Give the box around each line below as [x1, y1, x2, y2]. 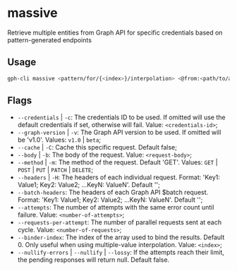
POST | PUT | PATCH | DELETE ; [17, 166, 94, 174]
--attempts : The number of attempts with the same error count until [17, 203, 214, 212]
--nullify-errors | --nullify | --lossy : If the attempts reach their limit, [17, 248, 224, 257]
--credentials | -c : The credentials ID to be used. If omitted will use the [17, 113, 226, 121]
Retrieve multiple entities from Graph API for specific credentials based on [7, 28, 223, 37]
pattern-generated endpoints [7, 35, 92, 44]
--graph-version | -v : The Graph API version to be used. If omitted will [17, 128, 221, 137]
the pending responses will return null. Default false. [17, 255, 170, 264]
